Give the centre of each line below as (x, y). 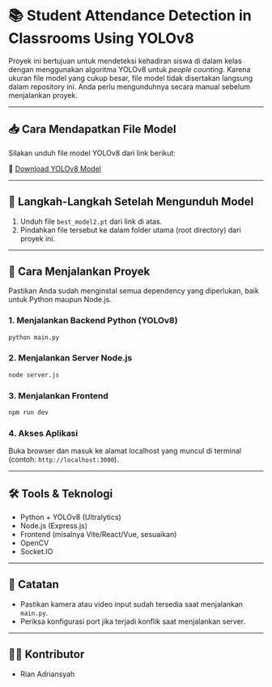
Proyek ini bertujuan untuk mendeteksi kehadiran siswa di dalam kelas (125, 61)
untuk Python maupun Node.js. (60, 300)
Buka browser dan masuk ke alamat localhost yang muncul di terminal (125, 451)
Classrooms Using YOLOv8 (101, 38)
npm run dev (28, 413)
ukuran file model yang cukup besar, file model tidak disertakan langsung (131, 78)
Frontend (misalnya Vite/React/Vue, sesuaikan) (98, 534)
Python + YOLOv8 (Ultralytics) (70, 517)
